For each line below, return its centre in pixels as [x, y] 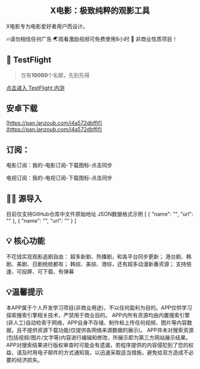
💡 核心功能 [26, 241]
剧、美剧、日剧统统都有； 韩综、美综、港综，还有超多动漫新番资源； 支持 [96, 264]
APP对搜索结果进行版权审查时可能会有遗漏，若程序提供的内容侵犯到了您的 [97, 345]
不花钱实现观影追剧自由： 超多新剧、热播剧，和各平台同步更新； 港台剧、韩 [99, 256]
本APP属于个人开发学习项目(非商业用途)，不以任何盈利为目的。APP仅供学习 [99, 307]
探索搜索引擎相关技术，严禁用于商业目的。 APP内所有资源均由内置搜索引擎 [98, 315]
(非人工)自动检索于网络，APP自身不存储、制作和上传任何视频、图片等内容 [97, 322]
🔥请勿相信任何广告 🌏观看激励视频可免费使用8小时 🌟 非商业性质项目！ [92, 39]
